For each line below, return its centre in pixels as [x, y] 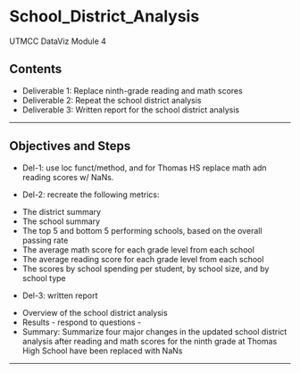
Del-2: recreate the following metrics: [91, 195]
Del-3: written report [60, 295]
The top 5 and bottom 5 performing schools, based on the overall [142, 230]
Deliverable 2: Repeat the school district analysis [112, 100]
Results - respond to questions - [82, 322]
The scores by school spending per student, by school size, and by [146, 269]
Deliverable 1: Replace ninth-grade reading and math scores [132, 90]
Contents [36, 69]
